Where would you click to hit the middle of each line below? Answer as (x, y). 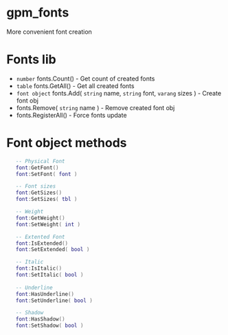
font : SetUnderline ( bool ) (54, 301)
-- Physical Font (41, 161)
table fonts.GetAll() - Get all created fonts (75, 86)
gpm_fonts (38, 13)
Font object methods (67, 143)
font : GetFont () (37, 167)
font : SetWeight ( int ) (48, 224)
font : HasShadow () (41, 319)
